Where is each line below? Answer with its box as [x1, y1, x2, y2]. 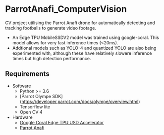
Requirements [5, 70, 50, 78]
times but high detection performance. [12, 55, 91, 61]
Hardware [12, 114, 33, 120]
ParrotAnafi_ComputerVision [5, 3, 127, 15]
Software [12, 83, 31, 89]
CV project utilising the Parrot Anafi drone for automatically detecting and [5, 20, 155, 26]
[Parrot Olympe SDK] [19, 93, 63, 99]
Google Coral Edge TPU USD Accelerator [19, 119, 104, 125]
